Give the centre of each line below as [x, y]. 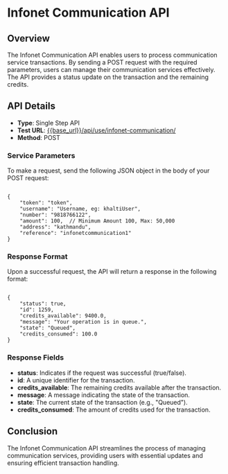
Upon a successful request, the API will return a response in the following [112, 272]
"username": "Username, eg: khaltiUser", [80, 209]
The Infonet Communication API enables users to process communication [112, 55]
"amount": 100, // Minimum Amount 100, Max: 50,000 [97, 221]
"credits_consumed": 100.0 [59, 334]
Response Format [37, 256]
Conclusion [33, 431]
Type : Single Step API [49, 123]
